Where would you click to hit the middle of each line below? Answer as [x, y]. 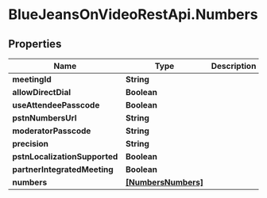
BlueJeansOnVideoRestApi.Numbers [133, 15]
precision [31, 144]
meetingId [32, 79]
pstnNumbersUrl [44, 118]
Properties [35, 44]
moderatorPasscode [52, 131]
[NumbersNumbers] [165, 182]
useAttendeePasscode [56, 105]
